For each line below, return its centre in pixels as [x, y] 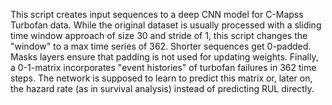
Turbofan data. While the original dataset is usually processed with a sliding [166, 25]
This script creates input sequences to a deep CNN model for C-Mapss [157, 14]
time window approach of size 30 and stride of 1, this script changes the [159, 35]
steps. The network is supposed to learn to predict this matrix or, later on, [161, 78]
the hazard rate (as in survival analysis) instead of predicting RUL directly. [162, 88]
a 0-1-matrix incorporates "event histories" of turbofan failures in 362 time [163, 67]
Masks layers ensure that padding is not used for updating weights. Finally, [164, 57]
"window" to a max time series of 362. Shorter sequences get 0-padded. [161, 46]
